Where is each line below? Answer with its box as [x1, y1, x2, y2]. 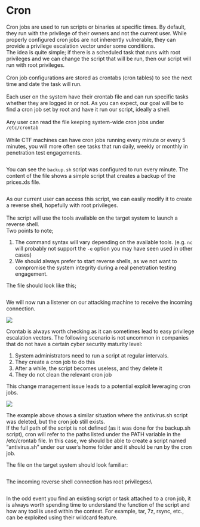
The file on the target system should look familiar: [6, 461, 128, 469]
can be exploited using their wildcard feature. [6, 514, 118, 521]
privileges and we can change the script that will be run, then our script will [6, 55, 192, 62]
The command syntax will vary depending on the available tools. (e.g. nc [14, 238, 193, 245]
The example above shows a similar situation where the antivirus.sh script [6, 411, 188, 418]
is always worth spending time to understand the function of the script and [6, 501, 190, 508]
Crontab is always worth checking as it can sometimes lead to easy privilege [6, 328, 195, 335]
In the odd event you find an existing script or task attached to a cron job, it [6, 495, 191, 502]
